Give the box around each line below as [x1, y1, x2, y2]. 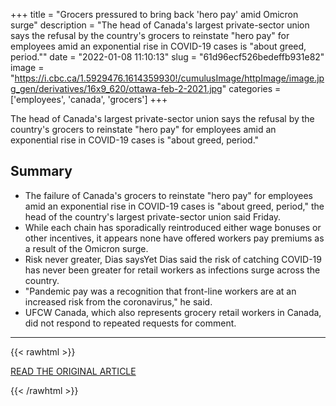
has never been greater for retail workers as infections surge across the [24, 264, 321, 276]
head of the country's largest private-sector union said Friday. [24, 210, 282, 223]
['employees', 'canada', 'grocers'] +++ [10, 94, 168, 105]
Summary [10, 163, 73, 180]
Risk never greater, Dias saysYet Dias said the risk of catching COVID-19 [24, 253, 322, 265]
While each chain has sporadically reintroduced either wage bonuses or [24, 221, 322, 233]
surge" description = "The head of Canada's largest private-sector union [10, 19, 310, 31]
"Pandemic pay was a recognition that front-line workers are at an [24, 285, 297, 297]
